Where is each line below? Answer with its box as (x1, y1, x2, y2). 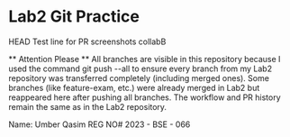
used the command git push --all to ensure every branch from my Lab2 (8, 63, 272, 74)
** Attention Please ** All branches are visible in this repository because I (8, 53, 281, 64)
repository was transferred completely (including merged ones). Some (8, 72, 269, 83)
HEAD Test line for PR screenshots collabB (8, 36, 167, 47)
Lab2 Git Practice (8, 6, 140, 27)
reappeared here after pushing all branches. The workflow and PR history (8, 92, 281, 103)
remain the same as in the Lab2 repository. (8, 101, 168, 112)
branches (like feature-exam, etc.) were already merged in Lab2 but (8, 82, 260, 93)
